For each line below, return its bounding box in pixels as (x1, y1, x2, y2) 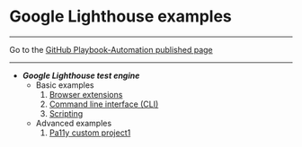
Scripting (49, 108, 84, 118)
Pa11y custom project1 (49, 127, 131, 138)
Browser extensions (49, 89, 123, 99)
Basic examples (35, 79, 94, 91)
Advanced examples (35, 117, 112, 128)
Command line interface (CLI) (49, 99, 159, 109)
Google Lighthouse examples (9, 6, 232, 27)
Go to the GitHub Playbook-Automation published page (9, 44, 213, 55)
